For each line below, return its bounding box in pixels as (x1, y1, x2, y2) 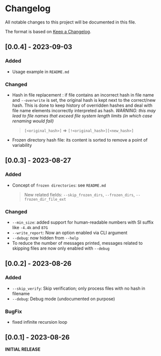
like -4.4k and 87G (12, 224, 48, 230)
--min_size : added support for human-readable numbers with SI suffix (12, 219, 154, 225)
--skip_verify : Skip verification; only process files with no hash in (12, 285, 145, 291)
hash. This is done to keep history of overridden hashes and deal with (12, 102, 153, 108)
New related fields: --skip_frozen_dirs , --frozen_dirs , (24, 191, 135, 197)
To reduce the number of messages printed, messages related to (12, 240, 143, 246)
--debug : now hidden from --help (12, 235, 79, 240)
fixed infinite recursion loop (12, 319, 67, 325)
